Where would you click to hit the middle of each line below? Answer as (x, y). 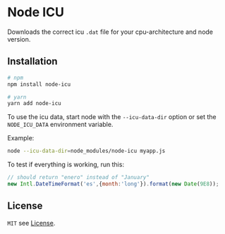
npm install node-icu (39, 84)
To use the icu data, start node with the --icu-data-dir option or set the (112, 117)
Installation (32, 62)
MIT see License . (31, 223)
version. (19, 39)
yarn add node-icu (34, 104)
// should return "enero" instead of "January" (79, 178)
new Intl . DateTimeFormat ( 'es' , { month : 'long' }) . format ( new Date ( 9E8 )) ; (113, 184)
